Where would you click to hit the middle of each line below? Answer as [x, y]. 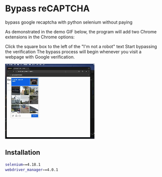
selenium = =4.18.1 [23, 164]
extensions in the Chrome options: [40, 37]
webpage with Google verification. [40, 57]
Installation [23, 153]
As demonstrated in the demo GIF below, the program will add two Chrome [81, 31]
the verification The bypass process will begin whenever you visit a [73, 52]
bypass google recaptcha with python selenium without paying [69, 22]
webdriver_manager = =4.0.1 [32, 170]
